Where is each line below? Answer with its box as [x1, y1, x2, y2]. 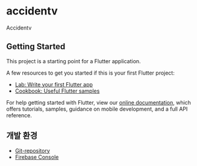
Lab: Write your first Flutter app [14, 81, 93, 88]
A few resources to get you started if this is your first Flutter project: [6, 69, 175, 76]
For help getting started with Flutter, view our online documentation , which [6, 99, 192, 106]
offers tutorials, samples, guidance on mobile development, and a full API [6, 105, 188, 112]
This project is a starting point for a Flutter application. [6, 57, 141, 64]
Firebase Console [14, 153, 59, 161]
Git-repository [14, 147, 50, 154]
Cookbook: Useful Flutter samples [14, 87, 100, 94]
